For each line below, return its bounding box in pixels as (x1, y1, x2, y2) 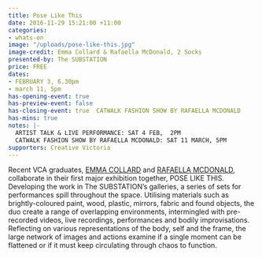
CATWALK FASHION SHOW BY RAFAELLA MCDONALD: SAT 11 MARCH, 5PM (15, 136, 227, 144)
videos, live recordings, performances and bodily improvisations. (39, 215, 250, 225)
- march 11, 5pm (8, 84, 61, 93)
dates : (8, 70, 30, 78)
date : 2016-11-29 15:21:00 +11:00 (8, 19, 122, 27)
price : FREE (8, 63, 47, 71)
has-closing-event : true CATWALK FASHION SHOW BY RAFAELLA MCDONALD (8, 107, 242, 115)
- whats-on (8, 33, 44, 42)
